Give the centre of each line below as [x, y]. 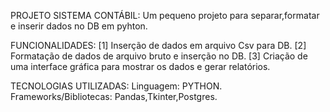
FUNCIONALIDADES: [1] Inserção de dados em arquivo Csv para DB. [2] [158, 45]
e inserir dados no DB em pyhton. [79, 26]
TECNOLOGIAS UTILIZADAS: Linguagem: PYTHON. [116, 86]
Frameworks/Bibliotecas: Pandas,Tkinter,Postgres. [114, 96]
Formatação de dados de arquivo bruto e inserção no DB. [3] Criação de [159, 56]
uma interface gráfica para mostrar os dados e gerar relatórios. [140, 66]
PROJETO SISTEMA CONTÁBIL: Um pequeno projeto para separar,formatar [165, 15]
